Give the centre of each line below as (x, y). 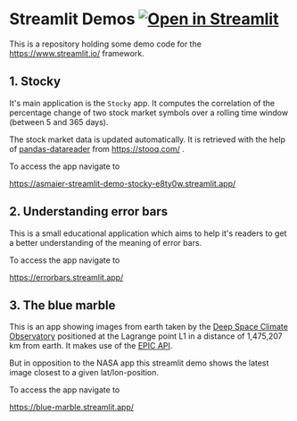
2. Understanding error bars (88, 211)
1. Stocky (35, 82)
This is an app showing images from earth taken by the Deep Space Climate (148, 327)
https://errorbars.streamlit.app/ (66, 277)
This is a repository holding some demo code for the (106, 44)
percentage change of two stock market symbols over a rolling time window (148, 113)
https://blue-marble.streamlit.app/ (72, 408)
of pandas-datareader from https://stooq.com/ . (97, 148)
